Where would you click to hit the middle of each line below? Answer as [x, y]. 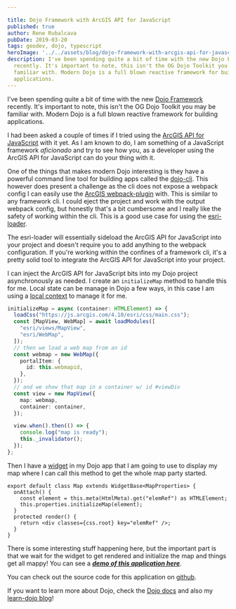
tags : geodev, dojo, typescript [54, 46]
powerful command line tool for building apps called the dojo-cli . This [108, 178]
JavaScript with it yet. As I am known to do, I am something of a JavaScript [116, 142]
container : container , [53, 407]
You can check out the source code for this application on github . [102, 577]
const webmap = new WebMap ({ [56, 354]
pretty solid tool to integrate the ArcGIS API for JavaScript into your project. [116, 259]
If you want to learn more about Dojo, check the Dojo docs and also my [110, 590]
